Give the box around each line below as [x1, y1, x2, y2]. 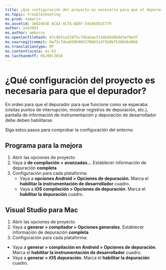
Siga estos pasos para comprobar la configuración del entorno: [5, 127, 134, 133]
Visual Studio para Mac [5, 206, 78, 214]
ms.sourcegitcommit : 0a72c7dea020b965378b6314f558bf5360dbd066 [5, 40, 138, 45]
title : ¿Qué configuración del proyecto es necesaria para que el [5, 7, 145, 12]
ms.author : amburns [5, 30, 45, 35]
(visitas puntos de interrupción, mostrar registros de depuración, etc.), [5, 107, 148, 113]
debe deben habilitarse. [5, 117, 53, 123]
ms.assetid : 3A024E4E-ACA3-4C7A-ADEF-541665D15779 [5, 21, 112, 26]
